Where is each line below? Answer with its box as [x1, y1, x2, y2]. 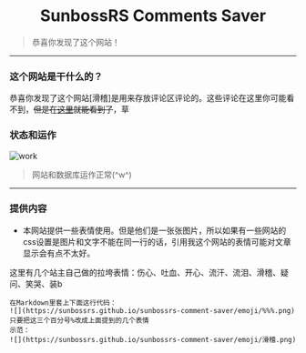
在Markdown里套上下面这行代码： [9, 298, 117, 308]
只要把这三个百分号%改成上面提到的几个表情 [9, 316, 149, 325]
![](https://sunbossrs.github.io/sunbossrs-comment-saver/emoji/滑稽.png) [9, 335, 297, 344]
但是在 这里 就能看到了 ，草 [33, 104, 129, 115]
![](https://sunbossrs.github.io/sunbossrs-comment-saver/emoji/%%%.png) [9, 306, 296, 315]
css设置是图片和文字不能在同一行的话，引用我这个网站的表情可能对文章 [22, 236, 291, 247]
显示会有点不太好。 [22, 247, 96, 258]
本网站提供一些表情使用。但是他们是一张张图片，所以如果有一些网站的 [22, 225, 287, 236]
